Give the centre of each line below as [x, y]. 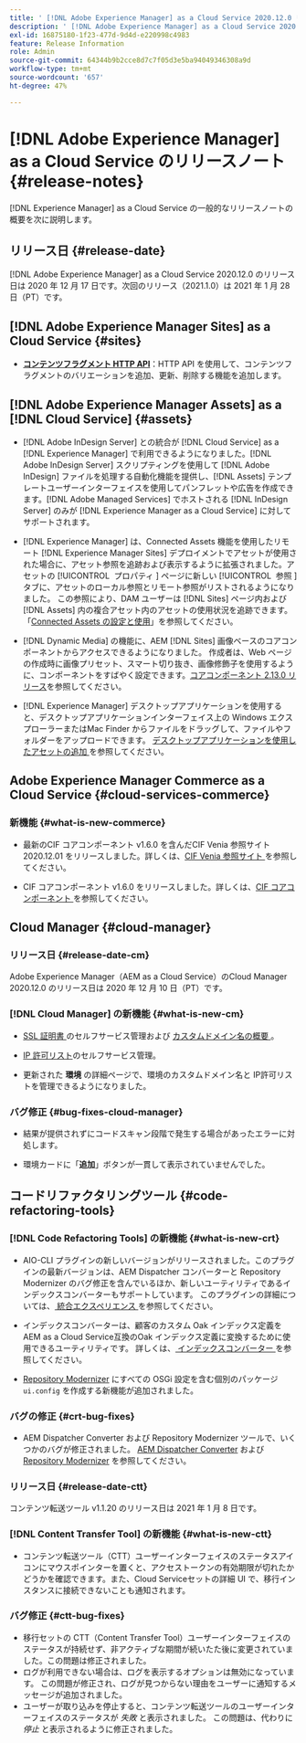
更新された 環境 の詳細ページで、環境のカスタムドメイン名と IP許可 [149, 1074]
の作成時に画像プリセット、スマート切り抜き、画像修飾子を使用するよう [158, 664]
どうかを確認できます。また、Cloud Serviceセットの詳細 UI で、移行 [151, 1579]
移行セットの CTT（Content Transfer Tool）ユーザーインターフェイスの [157, 1637]
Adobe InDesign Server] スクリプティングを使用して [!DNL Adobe [146, 465]
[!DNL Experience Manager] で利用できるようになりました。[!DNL [147, 454]
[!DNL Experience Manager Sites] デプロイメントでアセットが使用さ [169, 553]
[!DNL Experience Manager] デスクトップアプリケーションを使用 [144, 706]
